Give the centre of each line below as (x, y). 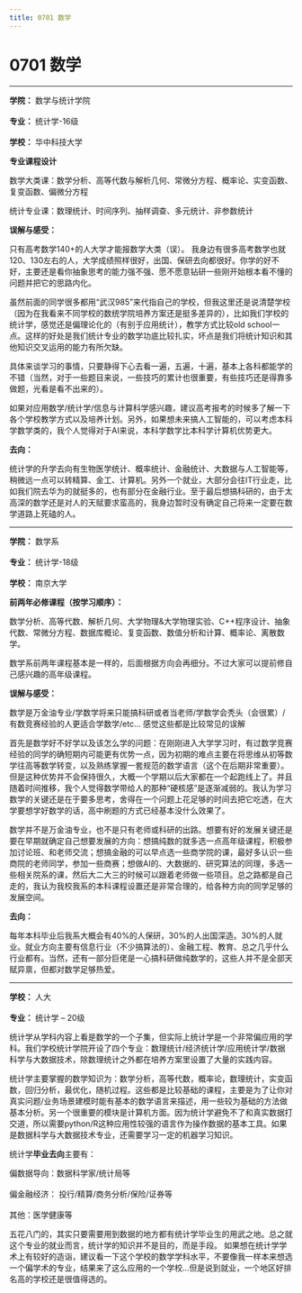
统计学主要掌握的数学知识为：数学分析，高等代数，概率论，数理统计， (139, 1079)
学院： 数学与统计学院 (50, 100)
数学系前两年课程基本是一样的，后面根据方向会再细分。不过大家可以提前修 (147, 662)
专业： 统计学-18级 (44, 562)
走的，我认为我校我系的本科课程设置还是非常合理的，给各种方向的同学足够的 (151, 886)
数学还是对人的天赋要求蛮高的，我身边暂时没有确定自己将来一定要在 (159, 502)
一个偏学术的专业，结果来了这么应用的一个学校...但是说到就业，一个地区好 (147, 1268)
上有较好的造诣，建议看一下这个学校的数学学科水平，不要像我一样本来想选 (155, 1256)
